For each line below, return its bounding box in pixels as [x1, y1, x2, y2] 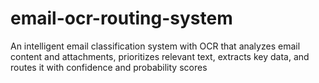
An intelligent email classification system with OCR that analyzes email [10, 40, 301, 52]
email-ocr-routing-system [10, 7, 233, 30]
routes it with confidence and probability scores [10, 61, 208, 73]
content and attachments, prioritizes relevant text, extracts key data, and [10, 50, 310, 62]
